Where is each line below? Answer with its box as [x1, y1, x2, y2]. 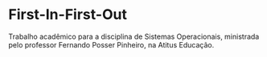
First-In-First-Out [8, 6, 127, 24]
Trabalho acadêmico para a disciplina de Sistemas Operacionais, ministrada [8, 32, 260, 41]
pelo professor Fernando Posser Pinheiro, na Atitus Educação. [8, 40, 215, 49]
